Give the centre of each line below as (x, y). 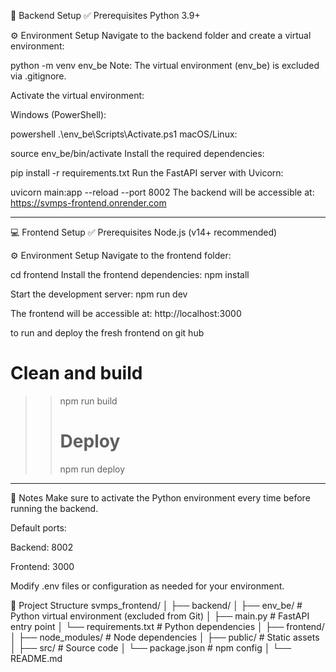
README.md (36, 658)
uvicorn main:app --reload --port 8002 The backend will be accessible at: (162, 192)
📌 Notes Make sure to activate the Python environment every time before (160, 497)
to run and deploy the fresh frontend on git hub (107, 333)
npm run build (88, 401)
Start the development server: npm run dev (99, 294)
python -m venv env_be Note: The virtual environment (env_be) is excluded (165, 65)
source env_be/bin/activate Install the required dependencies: (137, 153)
